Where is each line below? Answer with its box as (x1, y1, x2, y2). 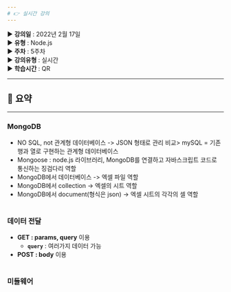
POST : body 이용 (16, 251, 67, 259)
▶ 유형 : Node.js (7, 39, 53, 47)
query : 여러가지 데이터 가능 (27, 242, 102, 250)
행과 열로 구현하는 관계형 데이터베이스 (16, 147, 119, 155)
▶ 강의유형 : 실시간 (7, 56, 58, 64)
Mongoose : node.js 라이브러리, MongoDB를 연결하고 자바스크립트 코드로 (16, 156, 218, 164)
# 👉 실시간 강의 (7, 10, 49, 17)
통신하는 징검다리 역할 (16, 164, 77, 172)
